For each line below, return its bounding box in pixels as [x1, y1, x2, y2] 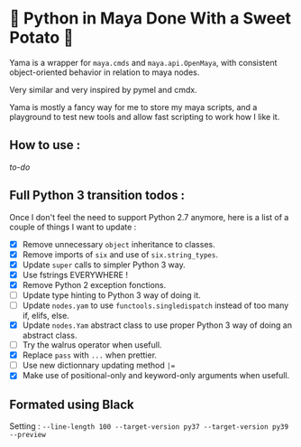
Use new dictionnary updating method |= [22, 360, 176, 371]
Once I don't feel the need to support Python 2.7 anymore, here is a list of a [9, 211, 289, 222]
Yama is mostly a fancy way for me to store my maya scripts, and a [9, 101, 258, 112]
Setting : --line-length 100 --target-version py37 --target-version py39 [9, 421, 289, 432]
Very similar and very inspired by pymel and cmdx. [9, 84, 197, 95]
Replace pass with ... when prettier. [22, 349, 158, 360]
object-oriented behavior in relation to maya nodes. [9, 67, 200, 78]
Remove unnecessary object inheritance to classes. [22, 238, 215, 249]
